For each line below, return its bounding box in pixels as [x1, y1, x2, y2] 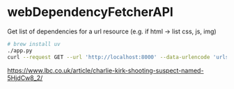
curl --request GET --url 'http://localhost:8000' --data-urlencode [7, 54, 210, 60]
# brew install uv [7, 40, 61, 47]
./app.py [7, 47, 33, 54]
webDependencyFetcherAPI [7, 4, 174, 20]
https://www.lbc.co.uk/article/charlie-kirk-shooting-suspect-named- [7, 66, 204, 74]
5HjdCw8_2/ [7, 74, 43, 82]
